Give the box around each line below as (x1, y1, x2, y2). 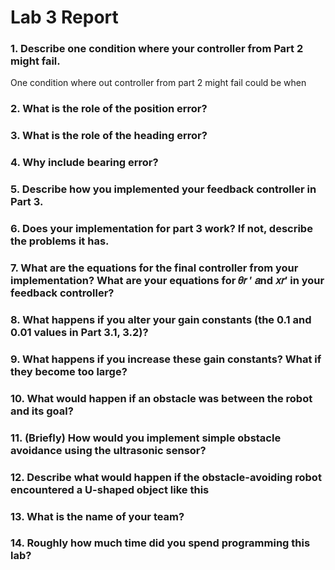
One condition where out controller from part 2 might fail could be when (10, 77, 307, 89)
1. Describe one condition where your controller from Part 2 (10, 42, 304, 56)
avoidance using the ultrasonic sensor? (10, 443, 207, 457)
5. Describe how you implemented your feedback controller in (10, 182, 317, 196)
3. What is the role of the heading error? (10, 129, 208, 143)
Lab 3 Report (10, 6, 119, 29)
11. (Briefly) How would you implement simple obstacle (10, 431, 282, 445)
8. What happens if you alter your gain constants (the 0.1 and (10, 312, 312, 326)
